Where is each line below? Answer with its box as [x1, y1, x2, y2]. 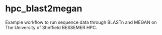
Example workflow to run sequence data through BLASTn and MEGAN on [5, 19, 157, 25]
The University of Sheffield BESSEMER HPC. [5, 24, 97, 30]
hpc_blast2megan [5, 3, 83, 14]
